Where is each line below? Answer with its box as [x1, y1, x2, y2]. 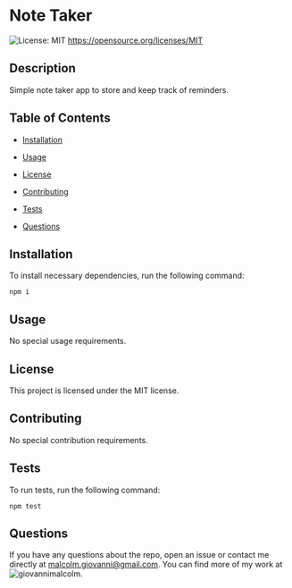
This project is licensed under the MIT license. [9, 385, 179, 396]
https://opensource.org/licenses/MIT [67, 35, 204, 46]
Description [9, 61, 76, 76]
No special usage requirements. [9, 336, 127, 347]
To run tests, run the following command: [9, 484, 161, 495]
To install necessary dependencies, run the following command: [9, 270, 245, 281]
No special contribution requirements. [9, 434, 149, 445]
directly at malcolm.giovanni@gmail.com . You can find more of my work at [9, 559, 283, 570]
